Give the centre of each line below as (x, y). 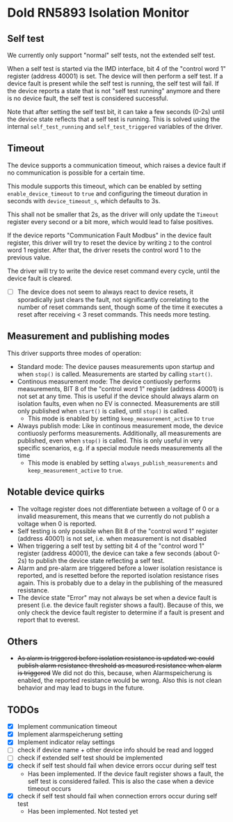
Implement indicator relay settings (66, 742)
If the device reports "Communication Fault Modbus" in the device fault (110, 235)
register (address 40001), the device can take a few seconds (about (114, 553)
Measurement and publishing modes (89, 337)
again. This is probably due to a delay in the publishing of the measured (120, 583)
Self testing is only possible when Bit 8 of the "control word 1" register (118, 531)
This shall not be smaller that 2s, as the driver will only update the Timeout (113, 214)
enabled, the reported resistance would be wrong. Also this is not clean (119, 681)
